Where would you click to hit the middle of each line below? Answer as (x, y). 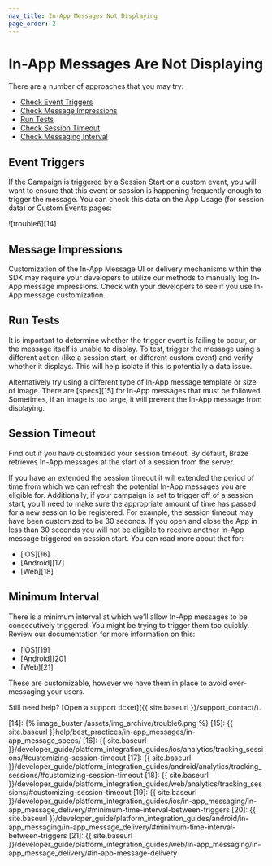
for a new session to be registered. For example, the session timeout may (131, 512)
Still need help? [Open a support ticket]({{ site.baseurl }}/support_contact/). (135, 707)
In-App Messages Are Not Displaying (136, 64)
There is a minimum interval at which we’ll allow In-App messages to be (128, 617)
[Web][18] (37, 571)
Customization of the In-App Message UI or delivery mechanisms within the (135, 269)
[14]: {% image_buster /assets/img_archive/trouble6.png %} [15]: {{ (121, 723)
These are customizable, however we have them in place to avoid (118, 683)
